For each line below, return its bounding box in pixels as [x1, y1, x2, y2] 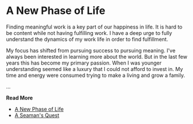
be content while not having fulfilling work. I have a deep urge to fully [6, 29, 173, 36]
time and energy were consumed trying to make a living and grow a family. [6, 72, 185, 79]
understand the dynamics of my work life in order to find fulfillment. [6, 36, 169, 42]
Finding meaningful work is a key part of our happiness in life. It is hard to [6, 23, 183, 30]
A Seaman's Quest [14, 112, 59, 119]
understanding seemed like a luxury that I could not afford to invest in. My [6, 65, 184, 72]
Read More [6, 94, 33, 101]
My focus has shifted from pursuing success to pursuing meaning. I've [6, 47, 176, 54]
